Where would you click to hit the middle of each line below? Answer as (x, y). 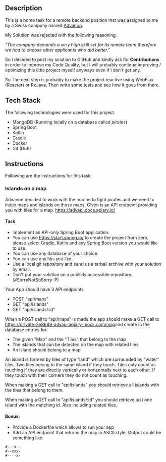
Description (24, 8)
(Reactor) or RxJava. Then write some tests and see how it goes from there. (83, 85)
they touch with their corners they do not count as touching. (66, 375)
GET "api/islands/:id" (34, 309)
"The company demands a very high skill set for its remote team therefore (81, 45)
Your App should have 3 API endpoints (45, 289)
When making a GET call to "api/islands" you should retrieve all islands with (82, 385)
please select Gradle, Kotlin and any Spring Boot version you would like (85, 243)
